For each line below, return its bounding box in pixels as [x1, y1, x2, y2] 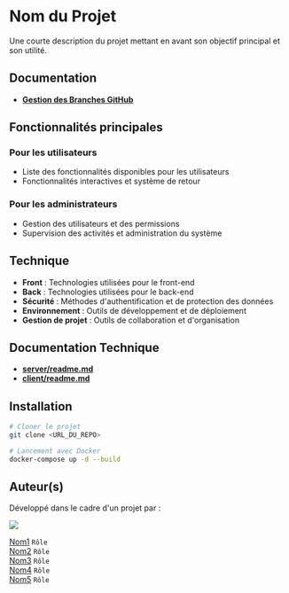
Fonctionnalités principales [9, 120, 164, 135]
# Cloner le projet [9, 423, 82, 432]
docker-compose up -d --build [9, 455, 121, 464]
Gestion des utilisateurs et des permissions [21, 218, 180, 229]
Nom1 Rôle [9, 536, 48, 547]
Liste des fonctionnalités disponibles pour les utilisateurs [21, 167, 230, 177]
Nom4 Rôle [9, 565, 51, 575]
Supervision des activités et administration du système [21, 228, 223, 238]
